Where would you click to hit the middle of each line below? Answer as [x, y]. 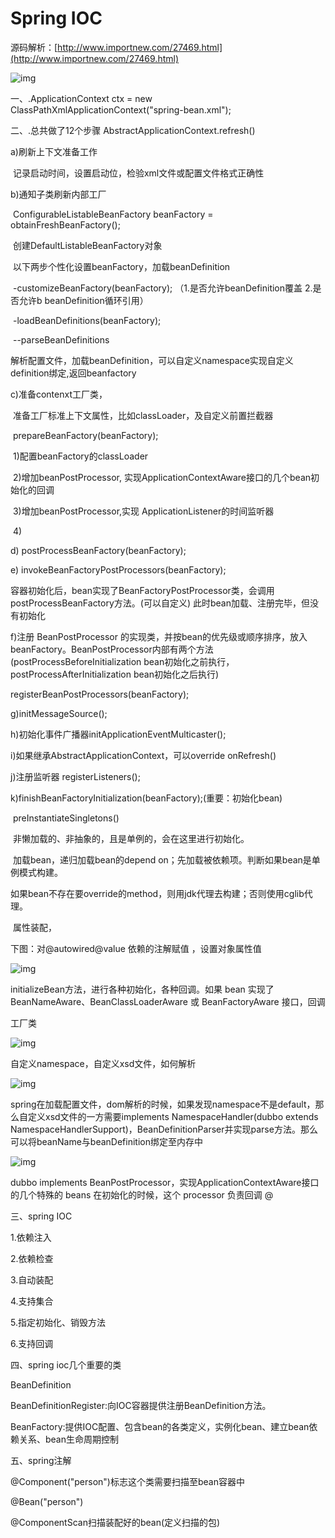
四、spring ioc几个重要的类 [66, 1364]
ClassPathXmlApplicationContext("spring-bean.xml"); [121, 109]
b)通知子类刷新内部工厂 [58, 194]
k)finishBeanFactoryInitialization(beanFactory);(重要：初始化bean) [146, 798]
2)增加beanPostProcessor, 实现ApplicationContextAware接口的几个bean [162, 477]
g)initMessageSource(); [59, 713]
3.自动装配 [32, 1279]
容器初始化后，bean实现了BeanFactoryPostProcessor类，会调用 [142, 590]
